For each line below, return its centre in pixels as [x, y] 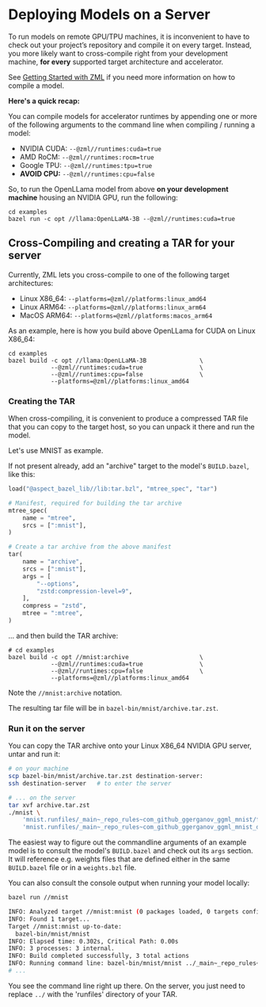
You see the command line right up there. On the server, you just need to [127, 986]
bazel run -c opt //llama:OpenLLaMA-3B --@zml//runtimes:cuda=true [122, 219]
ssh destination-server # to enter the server [90, 783]
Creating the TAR [42, 401]
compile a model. [36, 86]
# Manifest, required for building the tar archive [95, 503]
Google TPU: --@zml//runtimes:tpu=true [86, 165]
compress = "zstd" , [55, 606]
